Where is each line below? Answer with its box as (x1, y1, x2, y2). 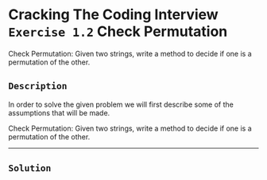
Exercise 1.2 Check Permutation (8, 22, 228, 41)
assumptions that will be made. (8, 108, 110, 117)
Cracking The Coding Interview (8, 6, 219, 24)
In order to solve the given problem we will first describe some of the (8, 100, 234, 109)
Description (8, 80, 68, 92)
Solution (8, 162, 52, 174)
